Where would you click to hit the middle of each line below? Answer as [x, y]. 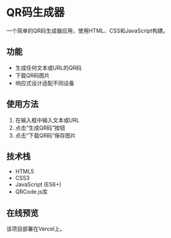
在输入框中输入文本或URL [47, 120]
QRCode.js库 [31, 192]
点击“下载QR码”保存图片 [45, 135]
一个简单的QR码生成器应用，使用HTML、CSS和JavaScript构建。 [88, 31]
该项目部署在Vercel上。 [36, 229]
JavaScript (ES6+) [38, 185]
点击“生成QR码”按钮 [40, 128]
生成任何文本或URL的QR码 [48, 67]
